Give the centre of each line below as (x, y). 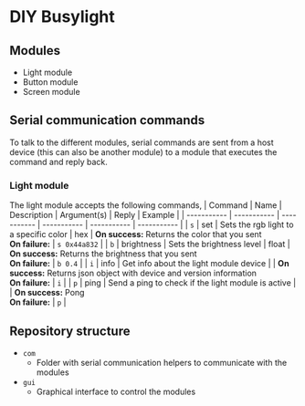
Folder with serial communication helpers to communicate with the (162, 362)
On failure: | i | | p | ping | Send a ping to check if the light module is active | (153, 283)
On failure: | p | (38, 302)
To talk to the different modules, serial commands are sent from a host (142, 142)
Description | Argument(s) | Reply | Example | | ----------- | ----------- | (145, 215)
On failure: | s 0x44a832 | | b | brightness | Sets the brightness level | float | (150, 245)
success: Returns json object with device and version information (133, 273)
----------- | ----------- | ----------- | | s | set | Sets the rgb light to (168, 224)
